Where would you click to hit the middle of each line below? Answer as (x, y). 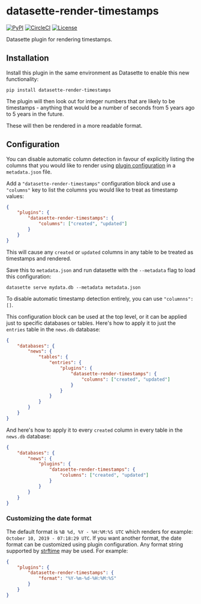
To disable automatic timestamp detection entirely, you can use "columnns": (100, 298)
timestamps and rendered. (39, 258)
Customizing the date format (49, 519)
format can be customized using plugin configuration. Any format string (95, 544)
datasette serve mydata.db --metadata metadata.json (73, 287)
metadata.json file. (29, 172)
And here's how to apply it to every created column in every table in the (94, 430)
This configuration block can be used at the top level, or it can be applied (97, 316)
